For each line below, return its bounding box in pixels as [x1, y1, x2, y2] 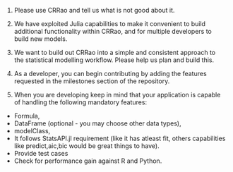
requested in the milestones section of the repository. [13, 77, 170, 85]
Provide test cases [13, 149, 68, 157]
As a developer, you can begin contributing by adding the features [13, 70, 207, 78]
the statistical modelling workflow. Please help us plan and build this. [13, 56, 214, 64]
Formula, [13, 112, 40, 120]
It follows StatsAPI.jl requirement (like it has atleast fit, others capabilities [13, 134, 226, 142]
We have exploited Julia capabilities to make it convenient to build [13, 20, 206, 27]
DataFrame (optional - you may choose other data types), [13, 119, 181, 128]
